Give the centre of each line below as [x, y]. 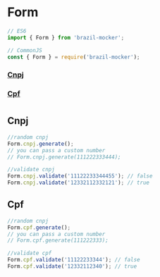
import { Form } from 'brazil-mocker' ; [66, 37]
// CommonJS [25, 50]
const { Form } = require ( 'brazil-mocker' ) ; [74, 57]
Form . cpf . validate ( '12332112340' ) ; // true [72, 266]
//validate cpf [30, 253]
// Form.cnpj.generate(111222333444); [64, 157]
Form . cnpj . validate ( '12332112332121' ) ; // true [79, 183]
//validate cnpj [31, 170]
